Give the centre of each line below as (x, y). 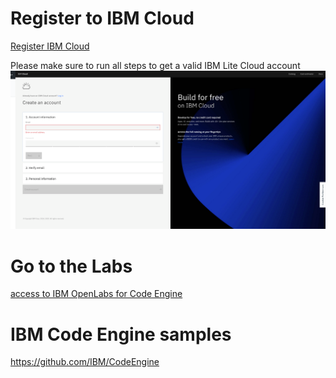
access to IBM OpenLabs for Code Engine (96, 294)
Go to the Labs (71, 266)
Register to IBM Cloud (102, 18)
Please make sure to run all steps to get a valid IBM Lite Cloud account (155, 65)
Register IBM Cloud (50, 46)
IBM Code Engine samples (121, 334)
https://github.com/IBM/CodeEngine (85, 362)
